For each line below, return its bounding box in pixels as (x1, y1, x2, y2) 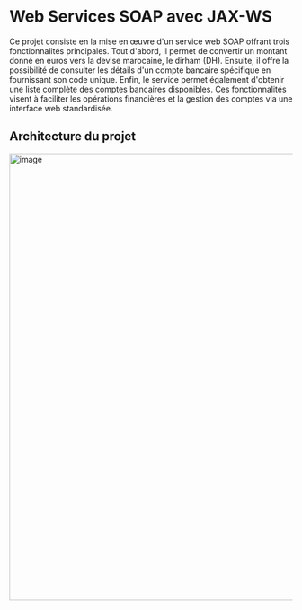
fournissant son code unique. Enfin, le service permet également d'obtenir (9, 74, 285, 84)
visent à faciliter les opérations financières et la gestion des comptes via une (9, 93, 293, 104)
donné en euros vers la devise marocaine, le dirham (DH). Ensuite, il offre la (9, 55, 289, 66)
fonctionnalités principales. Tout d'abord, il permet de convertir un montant (9, 45, 288, 56)
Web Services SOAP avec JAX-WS (9, 6, 272, 27)
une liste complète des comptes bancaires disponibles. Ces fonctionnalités (9, 84, 287, 94)
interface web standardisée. (9, 102, 113, 113)
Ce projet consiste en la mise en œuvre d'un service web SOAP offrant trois (9, 36, 290, 47)
